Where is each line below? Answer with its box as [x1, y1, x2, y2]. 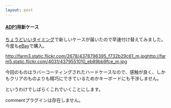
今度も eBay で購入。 [5, 42, 47, 49]
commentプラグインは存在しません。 [5, 97, 83, 103]
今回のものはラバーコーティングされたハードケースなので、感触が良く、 [5, 69, 157, 75]
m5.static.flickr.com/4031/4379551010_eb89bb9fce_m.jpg [5, 58, 128, 64]
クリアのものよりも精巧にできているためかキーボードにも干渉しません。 [9, 75, 162, 81]
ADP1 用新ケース [5, 24, 39, 30]
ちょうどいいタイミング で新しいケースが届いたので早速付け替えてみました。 [5, 36, 166, 42]
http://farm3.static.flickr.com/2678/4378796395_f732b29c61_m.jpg [5, 53, 148, 59]
